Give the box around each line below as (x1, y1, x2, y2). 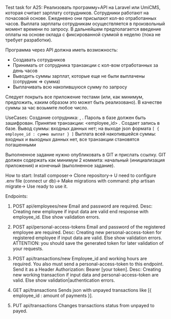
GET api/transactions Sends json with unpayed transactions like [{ (12, 287, 152, 293)
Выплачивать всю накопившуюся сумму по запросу (12, 84, 128, 90)
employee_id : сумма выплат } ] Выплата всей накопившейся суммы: (5, 131, 157, 137)
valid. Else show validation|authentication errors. (12, 277, 115, 283)
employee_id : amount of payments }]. (12, 292, 93, 299)
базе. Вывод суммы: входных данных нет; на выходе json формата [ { (5, 125, 160, 131)
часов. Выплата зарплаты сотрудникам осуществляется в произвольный (5, 20, 165, 27)
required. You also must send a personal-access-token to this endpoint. (12, 261, 164, 267)
